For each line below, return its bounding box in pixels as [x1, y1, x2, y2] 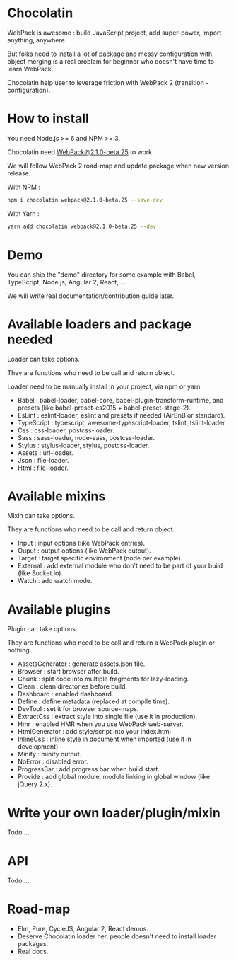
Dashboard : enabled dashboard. [17, 690, 114, 698]
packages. [17, 940, 49, 948]
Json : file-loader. [17, 456, 69, 464]
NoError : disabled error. [17, 757, 88, 766]
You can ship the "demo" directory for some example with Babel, [7, 270, 196, 279]
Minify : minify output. [17, 750, 82, 759]
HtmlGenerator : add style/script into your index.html [17, 727, 172, 736]
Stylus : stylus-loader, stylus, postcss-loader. [17, 441, 150, 449]
